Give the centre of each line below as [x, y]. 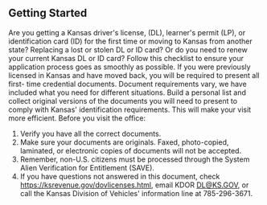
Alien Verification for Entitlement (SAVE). [87, 167]
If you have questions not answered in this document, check [120, 176]
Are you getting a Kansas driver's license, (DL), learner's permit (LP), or [127, 32]
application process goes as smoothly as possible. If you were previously [129, 67]
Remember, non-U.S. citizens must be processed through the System [135, 159]
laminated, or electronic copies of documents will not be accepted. [131, 150]
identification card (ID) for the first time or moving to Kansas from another [131, 41]
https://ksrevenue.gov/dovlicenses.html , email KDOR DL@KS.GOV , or [134, 185]
